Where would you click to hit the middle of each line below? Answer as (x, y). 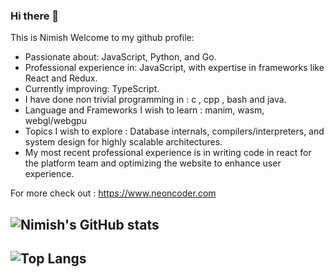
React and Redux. (61, 78)
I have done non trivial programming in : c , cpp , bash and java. (155, 100)
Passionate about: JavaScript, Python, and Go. (120, 57)
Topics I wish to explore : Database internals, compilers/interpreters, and (174, 131)
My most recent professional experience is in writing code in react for (168, 153)
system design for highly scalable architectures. (123, 142)
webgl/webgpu (56, 121)
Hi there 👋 (35, 16)
